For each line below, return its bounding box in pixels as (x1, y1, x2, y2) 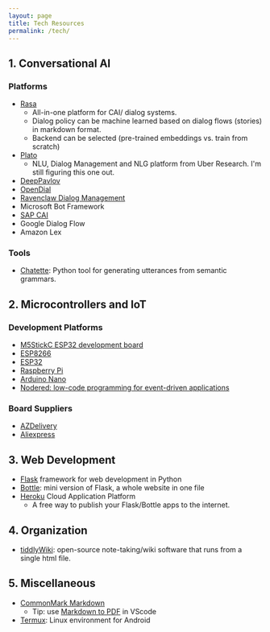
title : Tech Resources (8, 19, 85, 27)
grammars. (19, 275, 56, 284)
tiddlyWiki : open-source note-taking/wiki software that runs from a (19, 544, 243, 554)
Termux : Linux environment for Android (19, 615, 151, 625)
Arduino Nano (19, 374, 67, 384)
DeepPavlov (19, 176, 60, 186)
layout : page (8, 11, 52, 20)
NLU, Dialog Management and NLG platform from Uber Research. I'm (31, 159, 262, 169)
